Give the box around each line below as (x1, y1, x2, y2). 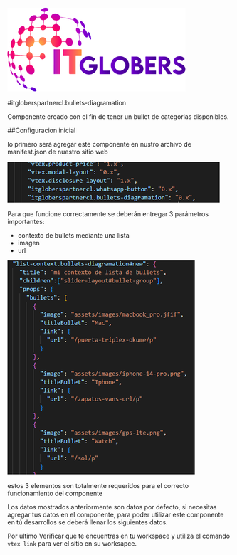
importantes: (7, 218, 45, 226)
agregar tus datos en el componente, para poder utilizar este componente (7, 510, 224, 519)
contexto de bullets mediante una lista (17, 231, 130, 239)
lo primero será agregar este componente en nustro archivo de (7, 140, 192, 148)
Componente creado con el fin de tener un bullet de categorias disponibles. (7, 112, 229, 121)
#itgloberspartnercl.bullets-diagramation (7, 99, 127, 107)
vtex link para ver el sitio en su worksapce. (7, 539, 137, 548)
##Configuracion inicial (7, 126, 76, 134)
